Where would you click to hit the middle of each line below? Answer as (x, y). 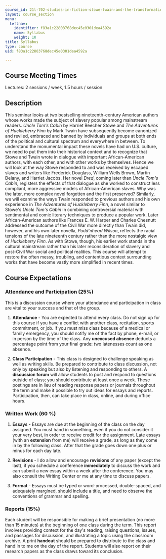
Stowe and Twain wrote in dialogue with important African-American (75, 157)
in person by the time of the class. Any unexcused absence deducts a (84, 338)
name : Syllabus (30, 33)
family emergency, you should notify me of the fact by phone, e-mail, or (85, 333)
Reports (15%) (23, 509)
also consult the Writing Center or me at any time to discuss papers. (82, 476)
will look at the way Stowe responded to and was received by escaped (77, 168)
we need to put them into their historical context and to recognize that (76, 152)
